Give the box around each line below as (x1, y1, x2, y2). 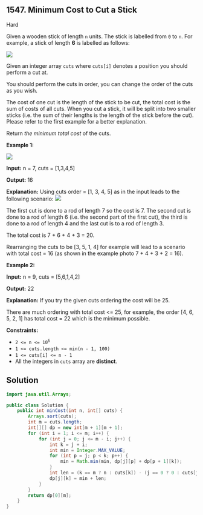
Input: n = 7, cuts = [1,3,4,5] (6, 164, 76, 171)
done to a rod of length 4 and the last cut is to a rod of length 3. (6, 219, 164, 227)
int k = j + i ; (49, 442, 88, 448)
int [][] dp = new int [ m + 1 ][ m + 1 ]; (28, 425, 123, 431)
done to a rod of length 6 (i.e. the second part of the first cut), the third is (6, 213, 188, 221)
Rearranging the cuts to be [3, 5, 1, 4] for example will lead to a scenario (6, 243, 185, 250)
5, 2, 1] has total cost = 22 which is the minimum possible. (6, 314, 150, 322)
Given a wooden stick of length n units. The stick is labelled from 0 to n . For (6, 33, 193, 40)
